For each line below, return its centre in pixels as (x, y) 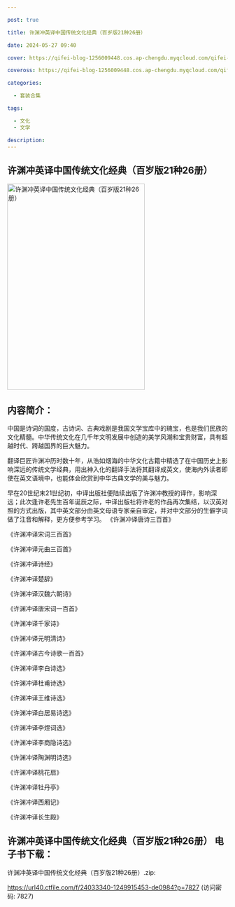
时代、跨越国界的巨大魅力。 (53, 446)
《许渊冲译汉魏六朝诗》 (41, 594)
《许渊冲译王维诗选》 (38, 698)
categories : (24, 83)
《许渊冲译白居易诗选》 (41, 713)
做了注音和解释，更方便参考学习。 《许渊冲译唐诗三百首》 (91, 519)
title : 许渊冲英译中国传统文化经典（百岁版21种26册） (77, 32)
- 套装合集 (27, 96)
